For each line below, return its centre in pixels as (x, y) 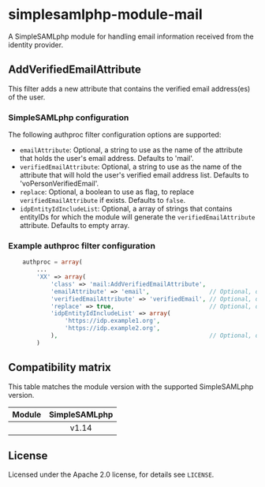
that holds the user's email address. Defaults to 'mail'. (107, 159)
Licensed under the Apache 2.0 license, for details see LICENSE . (111, 474)
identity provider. (36, 44)
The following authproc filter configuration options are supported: (115, 135)
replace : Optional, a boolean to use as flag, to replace (107, 192)
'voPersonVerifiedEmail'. (59, 184)
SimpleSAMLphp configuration (69, 118)
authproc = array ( (52, 262)
